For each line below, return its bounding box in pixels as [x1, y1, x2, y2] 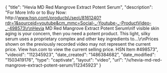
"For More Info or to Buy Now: [5, 9, 67, 15]
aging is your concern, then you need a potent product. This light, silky [5, 31, 151, 36]
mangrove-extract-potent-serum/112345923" [5, 62, 98, 68]
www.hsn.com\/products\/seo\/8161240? [17, 15, 101, 20]
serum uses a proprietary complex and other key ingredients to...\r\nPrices [5, 36, 159, 42]
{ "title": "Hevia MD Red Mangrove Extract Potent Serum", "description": [5, 4, 153, 10]
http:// [5, 15, 18, 20]
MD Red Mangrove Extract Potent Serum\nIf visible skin [45, 25, 160, 31]
